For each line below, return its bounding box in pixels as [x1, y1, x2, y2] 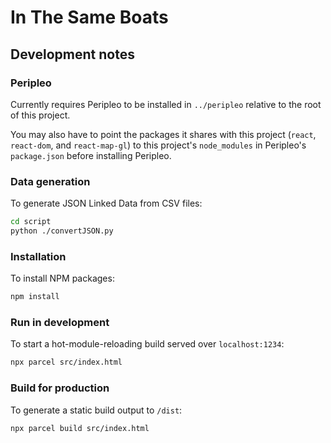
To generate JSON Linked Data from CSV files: [10, 197, 203, 210]
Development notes [10, 46, 135, 63]
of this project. [10, 109, 71, 121]
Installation [10, 249, 67, 263]
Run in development [10, 316, 110, 330]
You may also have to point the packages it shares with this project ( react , [10, 128, 317, 140]
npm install [10, 292, 60, 302]
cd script [10, 217, 52, 227]
